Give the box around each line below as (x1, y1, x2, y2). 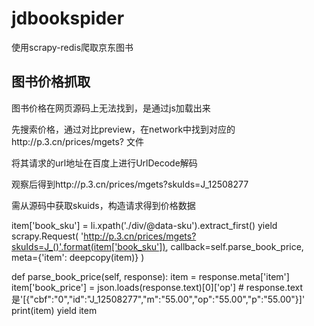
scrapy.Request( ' (11, 230, 84, 242)
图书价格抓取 (11, 73, 91, 91)
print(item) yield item (11, 304, 98, 316)
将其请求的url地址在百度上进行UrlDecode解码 (11, 157, 198, 169)
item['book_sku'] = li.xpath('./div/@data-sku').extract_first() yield (11, 219, 278, 231)
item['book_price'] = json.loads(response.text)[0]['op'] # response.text (11, 281, 304, 293)
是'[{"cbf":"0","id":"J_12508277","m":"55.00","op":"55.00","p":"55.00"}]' (11, 293, 306, 305)
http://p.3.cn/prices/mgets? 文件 (11, 135, 144, 147)
